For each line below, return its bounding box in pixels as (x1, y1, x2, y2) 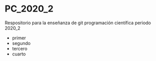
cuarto (12, 51, 26, 57)
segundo (12, 40, 31, 46)
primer (12, 35, 26, 41)
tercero (12, 45, 28, 51)
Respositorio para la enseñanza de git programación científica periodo (5, 20, 151, 26)
